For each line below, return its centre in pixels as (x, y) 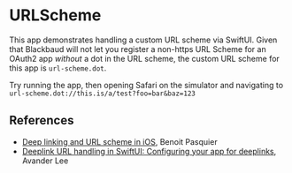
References (42, 120)
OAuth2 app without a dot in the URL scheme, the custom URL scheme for (145, 58)
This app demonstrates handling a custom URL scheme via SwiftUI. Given (143, 40)
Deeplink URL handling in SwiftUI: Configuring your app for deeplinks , (149, 151)
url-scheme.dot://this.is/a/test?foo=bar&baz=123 (103, 94)
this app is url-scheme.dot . (58, 68)
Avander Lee (45, 161)
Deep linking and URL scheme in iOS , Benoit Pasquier (120, 141)
